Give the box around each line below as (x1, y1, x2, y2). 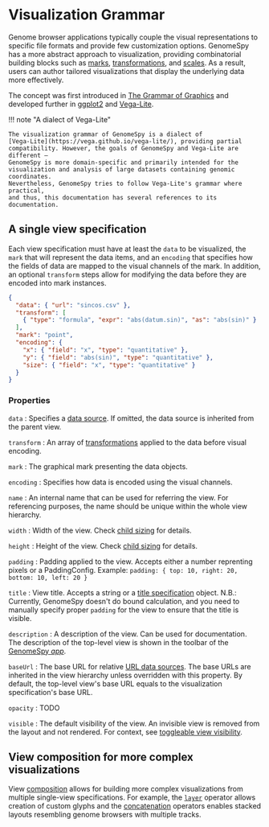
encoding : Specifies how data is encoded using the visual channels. (8, 477, 233, 487)
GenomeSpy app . (8, 646, 67, 656)
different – (8, 151, 48, 159)
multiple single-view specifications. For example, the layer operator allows (8, 792, 256, 802)
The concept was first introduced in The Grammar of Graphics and (8, 90, 229, 100)
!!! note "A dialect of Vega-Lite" (8, 114, 111, 124)
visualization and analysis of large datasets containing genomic (8, 165, 235, 174)
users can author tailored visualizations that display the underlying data (8, 66, 245, 76)
